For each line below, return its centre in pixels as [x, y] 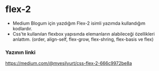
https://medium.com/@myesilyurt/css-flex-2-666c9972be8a [69, 63]
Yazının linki [21, 52]
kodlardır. [22, 28]
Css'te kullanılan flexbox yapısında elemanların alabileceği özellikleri [84, 34]
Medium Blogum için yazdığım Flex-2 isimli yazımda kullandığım [79, 23]
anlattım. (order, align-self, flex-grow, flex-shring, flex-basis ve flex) [83, 39]
